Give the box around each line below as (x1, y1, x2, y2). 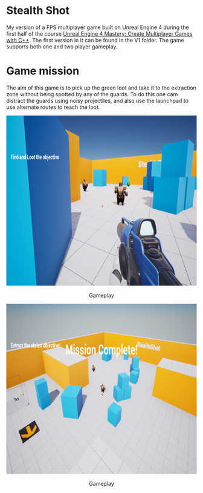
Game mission (6, 64, 80, 78)
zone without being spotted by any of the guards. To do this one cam (6, 90, 178, 97)
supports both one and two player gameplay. (6, 43, 118, 50)
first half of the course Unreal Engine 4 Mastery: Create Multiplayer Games (6, 30, 193, 37)
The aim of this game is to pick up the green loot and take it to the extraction (6, 84, 196, 91)
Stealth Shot (6, 4, 70, 18)
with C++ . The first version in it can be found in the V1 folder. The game (6, 36, 184, 44)
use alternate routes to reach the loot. (6, 103, 100, 111)
